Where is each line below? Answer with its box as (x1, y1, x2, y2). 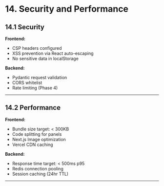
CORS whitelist (12, 80, 42, 85)
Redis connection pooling (12, 165, 63, 171)
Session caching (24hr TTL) (12, 171, 69, 177)
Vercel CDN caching (12, 142, 53, 147)
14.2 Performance (5, 103, 61, 112)
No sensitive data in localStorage (12, 56, 79, 62)
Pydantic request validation (12, 75, 67, 80)
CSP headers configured (12, 45, 62, 51)
